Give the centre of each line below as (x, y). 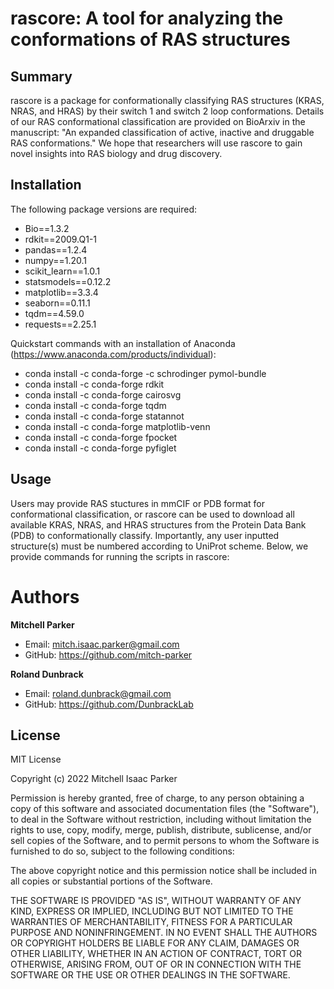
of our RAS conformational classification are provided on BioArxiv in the (158, 121)
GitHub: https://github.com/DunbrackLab (109, 704)
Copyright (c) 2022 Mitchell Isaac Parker (94, 779)
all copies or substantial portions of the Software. (111, 881)
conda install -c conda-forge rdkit (94, 384)
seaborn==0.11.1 (57, 303)
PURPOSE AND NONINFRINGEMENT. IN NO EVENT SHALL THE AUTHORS (164, 933)
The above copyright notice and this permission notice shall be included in (163, 871)
